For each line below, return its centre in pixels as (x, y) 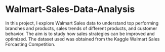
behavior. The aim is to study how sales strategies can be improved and (80, 33)
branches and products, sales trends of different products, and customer (81, 28)
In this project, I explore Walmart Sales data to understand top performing (82, 23)
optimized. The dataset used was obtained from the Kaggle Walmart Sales (83, 39)
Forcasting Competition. (30, 44)
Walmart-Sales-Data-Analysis (70, 9)
